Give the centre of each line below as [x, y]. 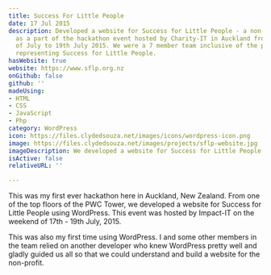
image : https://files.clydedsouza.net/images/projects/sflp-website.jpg [133, 143]
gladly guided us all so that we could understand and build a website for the [134, 254]
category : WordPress [43, 128]
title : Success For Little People [67, 16]
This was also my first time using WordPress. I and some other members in [133, 237]
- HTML [19, 98]
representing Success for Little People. [86, 53]
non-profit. [26, 263]
